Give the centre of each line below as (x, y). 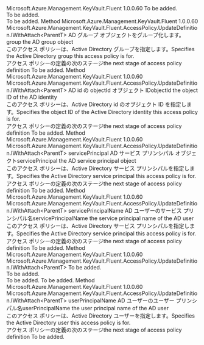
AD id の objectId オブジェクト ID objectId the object (133, 90)
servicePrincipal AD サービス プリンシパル (121, 153)
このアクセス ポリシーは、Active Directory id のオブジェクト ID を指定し (97, 104)
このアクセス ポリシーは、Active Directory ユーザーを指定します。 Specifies (100, 316)
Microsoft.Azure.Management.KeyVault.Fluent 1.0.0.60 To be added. (92, 8)
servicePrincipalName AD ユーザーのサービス (125, 211)
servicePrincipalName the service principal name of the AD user (113, 218)
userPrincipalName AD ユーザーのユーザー (121, 301)
